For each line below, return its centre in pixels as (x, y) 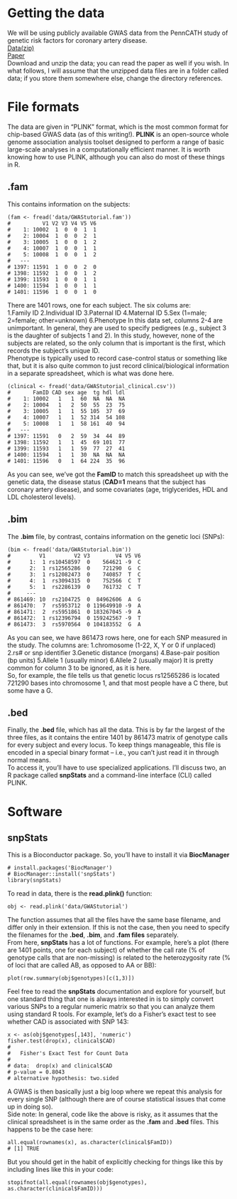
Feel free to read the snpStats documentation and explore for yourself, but (116, 992)
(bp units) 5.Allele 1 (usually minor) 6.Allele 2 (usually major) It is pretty (110, 660)
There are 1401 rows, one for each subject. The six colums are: (99, 305)
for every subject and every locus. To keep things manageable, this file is (114, 745)
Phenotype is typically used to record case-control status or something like (117, 358)
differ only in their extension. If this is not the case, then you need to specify (118, 928)
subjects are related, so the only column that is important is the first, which (116, 342)
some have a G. (30, 690)
